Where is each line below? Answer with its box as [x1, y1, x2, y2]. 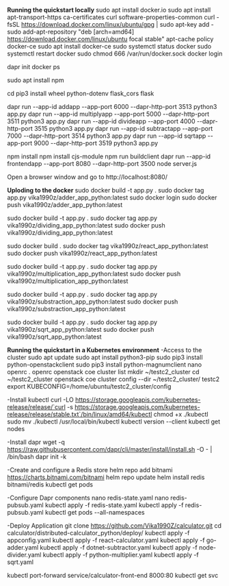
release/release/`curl [7, 403, 66, 411]
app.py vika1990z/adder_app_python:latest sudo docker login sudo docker [7, 193, 217, 202]
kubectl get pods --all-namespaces [44, 509, 145, 516]
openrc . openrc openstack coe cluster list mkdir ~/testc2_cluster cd [7, 368, 200, 376]
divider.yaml [7, 551, 42, 559]
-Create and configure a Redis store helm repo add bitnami [7, 466, 173, 474]
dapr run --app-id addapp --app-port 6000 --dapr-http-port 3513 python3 [7, 103, 217, 110]
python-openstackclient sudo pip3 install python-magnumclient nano [7, 361, 202, 369]
